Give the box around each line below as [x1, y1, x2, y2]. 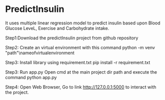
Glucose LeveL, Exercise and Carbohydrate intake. [5, 25, 109, 31]
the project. [5, 89, 29, 95]
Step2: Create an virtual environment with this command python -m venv [5, 44, 155, 50]
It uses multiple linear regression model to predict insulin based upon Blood [5, 20, 161, 26]
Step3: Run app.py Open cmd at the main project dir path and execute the [5, 69, 157, 75]
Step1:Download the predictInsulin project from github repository [5, 35, 138, 41]
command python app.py [5, 74, 57, 80]
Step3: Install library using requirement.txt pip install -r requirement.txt [5, 59, 150, 65]
